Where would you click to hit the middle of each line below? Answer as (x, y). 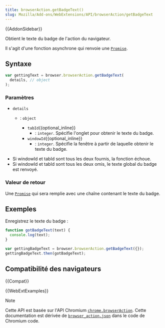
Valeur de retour (25, 182)
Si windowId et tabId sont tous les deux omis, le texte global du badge (84, 164)
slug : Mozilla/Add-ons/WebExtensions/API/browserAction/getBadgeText (79, 15)
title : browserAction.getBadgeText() (44, 10)
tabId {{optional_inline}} (51, 128)
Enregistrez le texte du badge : (37, 221)
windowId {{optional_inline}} (55, 139)
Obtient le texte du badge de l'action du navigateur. (58, 39)
